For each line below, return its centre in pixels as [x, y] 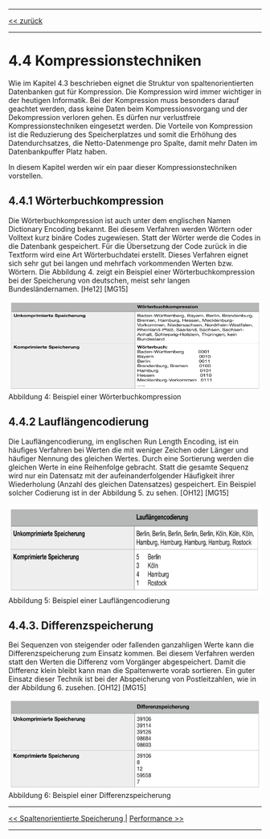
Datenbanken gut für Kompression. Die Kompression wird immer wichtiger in [135, 91]
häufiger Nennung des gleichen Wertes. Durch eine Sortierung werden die [131, 458]
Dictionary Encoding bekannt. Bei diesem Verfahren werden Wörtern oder [131, 229]
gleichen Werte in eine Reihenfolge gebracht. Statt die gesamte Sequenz [129, 467]
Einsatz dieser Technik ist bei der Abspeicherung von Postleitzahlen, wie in [133, 679]
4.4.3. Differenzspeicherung [81, 625]
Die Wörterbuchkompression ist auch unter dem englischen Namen [120, 220]
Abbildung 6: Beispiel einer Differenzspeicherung [90, 796]
